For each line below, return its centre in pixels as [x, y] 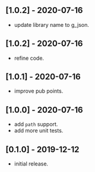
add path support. [36, 124]
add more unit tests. [39, 131]
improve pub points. [39, 91]
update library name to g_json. [52, 24]
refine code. [29, 58]
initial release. [31, 164]
